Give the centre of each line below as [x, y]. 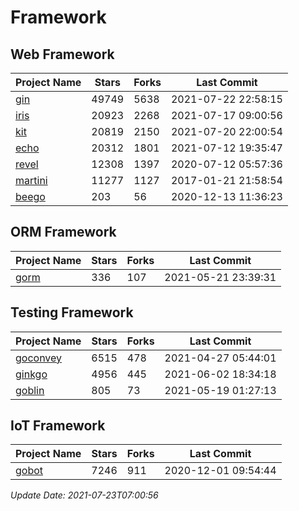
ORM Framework [63, 232]
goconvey [39, 358]
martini [31, 180]
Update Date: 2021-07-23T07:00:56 [84, 495]
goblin [30, 390]
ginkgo [31, 374]
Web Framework [62, 54]
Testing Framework [72, 312]
